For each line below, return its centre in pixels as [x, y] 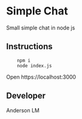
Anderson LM [23, 110]
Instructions [29, 47]
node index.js [34, 66]
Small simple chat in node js [41, 28]
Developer [26, 96]
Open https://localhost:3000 [41, 77]
